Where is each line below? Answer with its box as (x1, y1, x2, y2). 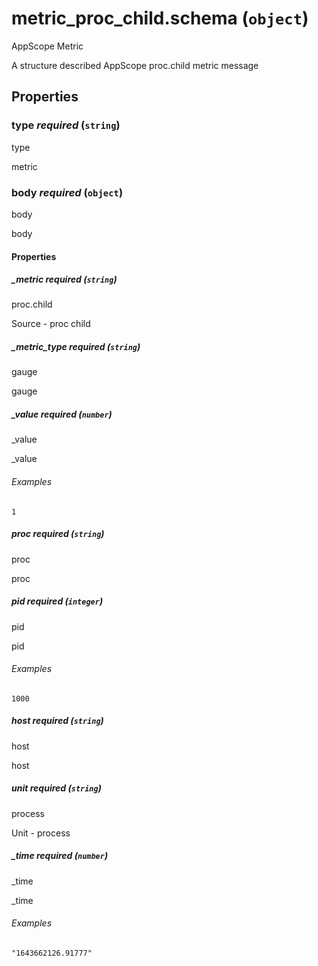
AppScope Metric (11, 40, 84, 52)
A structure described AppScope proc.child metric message (11, 59, 259, 71)
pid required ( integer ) (11, 595, 104, 607)
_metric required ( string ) (11, 273, 118, 286)
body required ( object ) (11, 185, 124, 199)
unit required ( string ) (11, 782, 102, 794)
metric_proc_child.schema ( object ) (11, 7, 309, 30)
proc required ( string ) (11, 528, 105, 540)
